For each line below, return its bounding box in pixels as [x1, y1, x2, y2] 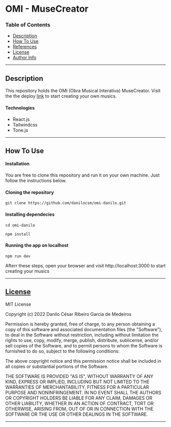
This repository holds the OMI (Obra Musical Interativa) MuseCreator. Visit [5, 88, 161, 94]
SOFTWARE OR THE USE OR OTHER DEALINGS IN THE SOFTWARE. [5, 411, 148, 417]
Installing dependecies [5, 211, 55, 217]
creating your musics [5, 268, 50, 274]
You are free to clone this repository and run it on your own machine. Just [5, 172, 160, 179]
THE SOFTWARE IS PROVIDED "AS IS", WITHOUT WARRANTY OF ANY [5, 373, 154, 379]
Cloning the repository [5, 189, 54, 195]
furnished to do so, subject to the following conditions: [5, 348, 120, 354]
